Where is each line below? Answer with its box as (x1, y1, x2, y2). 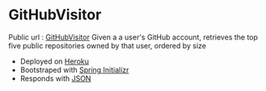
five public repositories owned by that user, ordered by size (8, 40, 207, 50)
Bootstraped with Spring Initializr (19, 64, 129, 74)
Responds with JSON (19, 73, 91, 83)
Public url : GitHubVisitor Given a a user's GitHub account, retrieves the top (8, 32, 259, 42)
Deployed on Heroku (19, 56, 89, 66)
